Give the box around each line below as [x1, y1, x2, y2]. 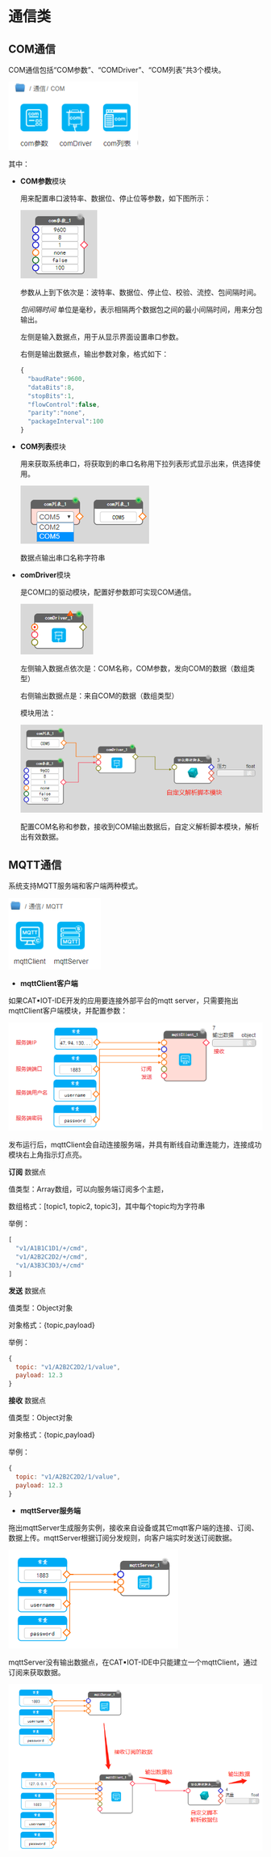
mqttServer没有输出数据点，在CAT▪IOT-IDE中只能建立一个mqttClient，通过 [8, 1657, 258, 1667]
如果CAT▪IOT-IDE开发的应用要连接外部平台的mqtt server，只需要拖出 [8, 996, 240, 1005]
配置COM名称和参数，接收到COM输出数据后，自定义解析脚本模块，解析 [19, 822, 260, 831]
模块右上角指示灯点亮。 [8, 1150, 86, 1160]
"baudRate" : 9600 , [27, 374, 86, 383]
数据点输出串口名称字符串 [19, 553, 106, 562]
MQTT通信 [8, 858, 62, 872]
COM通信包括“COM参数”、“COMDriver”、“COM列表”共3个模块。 [8, 66, 226, 74]
